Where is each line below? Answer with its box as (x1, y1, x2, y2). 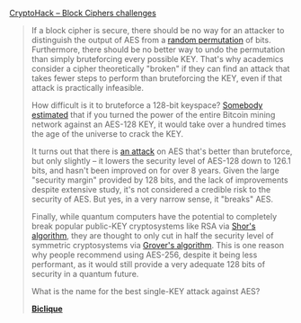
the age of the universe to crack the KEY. (31, 129, 184, 139)
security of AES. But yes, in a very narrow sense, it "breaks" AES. (31, 193, 274, 204)
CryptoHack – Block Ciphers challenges (9, 8, 157, 18)
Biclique (31, 303, 63, 314)
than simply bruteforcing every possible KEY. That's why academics (31, 54, 284, 64)
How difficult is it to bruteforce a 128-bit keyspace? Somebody (31, 100, 263, 111)
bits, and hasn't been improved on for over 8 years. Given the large (31, 166, 280, 175)
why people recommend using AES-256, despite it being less (31, 249, 258, 260)
